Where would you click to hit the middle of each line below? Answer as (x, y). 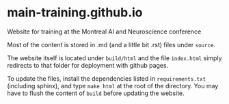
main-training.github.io (75, 13)
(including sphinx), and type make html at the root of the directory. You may (113, 86)
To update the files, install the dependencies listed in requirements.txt (107, 78)
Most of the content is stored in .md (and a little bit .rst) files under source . (111, 44)
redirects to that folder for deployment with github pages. (88, 65)
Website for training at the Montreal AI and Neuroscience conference (104, 31)
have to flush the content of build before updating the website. (96, 93)
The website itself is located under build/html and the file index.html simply (114, 58)
